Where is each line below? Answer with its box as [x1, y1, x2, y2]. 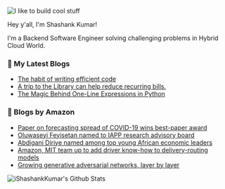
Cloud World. [7, 41, 46, 49]
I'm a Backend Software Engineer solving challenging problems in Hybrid [7, 34, 219, 42]
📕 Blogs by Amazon [7, 107, 75, 117]
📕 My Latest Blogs [7, 58, 70, 68]
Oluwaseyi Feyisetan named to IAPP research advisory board [17, 131, 195, 139]
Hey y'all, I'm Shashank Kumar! [7, 20, 98, 28]
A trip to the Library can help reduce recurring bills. [17, 82, 167, 91]
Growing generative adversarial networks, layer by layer [17, 160, 180, 169]
